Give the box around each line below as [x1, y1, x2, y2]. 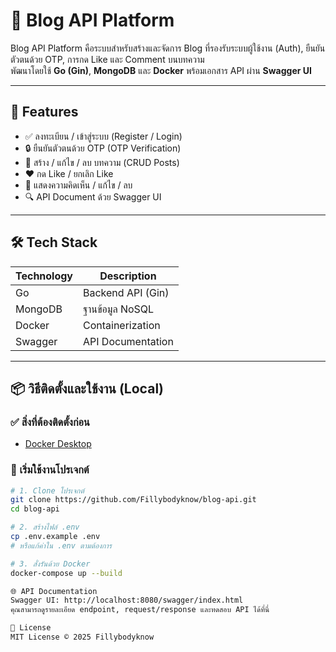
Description [99, 269, 157, 283]
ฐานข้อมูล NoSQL [83, 302, 155, 316]
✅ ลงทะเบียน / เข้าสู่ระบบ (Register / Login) [24, 130, 183, 142]
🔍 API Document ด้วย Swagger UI [24, 190, 162, 203]
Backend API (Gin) [83, 285, 170, 299]
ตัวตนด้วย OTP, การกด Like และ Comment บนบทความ [10, 53, 205, 65]
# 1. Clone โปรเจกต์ [10, 485, 85, 496]
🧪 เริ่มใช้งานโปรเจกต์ [10, 463, 90, 477]
